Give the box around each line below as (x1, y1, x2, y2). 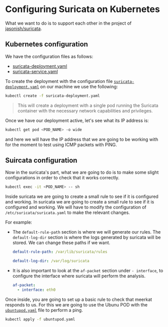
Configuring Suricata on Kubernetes (5, 4, 160, 15)
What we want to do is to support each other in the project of (5, 20, 132, 26)
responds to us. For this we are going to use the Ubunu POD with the (5, 301, 148, 307)
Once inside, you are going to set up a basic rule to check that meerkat (5, 296, 152, 302)
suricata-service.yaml (12, 68, 58, 74)
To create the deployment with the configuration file (5, 78, 113, 84)
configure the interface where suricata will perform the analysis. (12, 273, 146, 279)
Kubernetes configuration (5, 40, 88, 49)
